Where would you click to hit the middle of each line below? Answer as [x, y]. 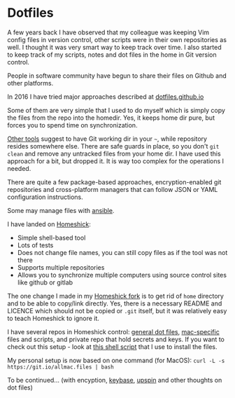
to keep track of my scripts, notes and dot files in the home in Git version [112, 55]
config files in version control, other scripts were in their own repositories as [117, 39]
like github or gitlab [45, 282]
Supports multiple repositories [61, 267]
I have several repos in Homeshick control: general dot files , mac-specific [114, 331]
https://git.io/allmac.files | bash [60, 367]
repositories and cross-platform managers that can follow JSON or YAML [113, 189]
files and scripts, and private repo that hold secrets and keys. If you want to [116, 339]
